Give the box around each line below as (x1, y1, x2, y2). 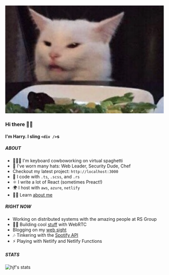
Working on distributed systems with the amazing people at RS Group (12, 216, 157, 222)
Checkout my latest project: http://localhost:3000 (12, 168, 119, 174)
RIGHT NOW (5, 203, 32, 209)
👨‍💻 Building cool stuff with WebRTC (12, 222, 87, 228)
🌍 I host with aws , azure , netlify (12, 185, 80, 191)
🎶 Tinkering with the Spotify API (12, 232, 78, 238)
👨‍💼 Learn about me (12, 192, 53, 198)
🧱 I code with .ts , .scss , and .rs (12, 174, 80, 180)
